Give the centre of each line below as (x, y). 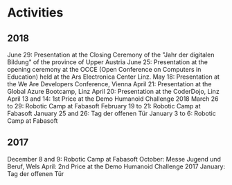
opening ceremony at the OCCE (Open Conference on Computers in (104, 69)
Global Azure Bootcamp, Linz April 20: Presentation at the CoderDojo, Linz (113, 91)
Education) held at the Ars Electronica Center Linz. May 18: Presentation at (114, 77)
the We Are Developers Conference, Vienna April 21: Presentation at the (109, 84)
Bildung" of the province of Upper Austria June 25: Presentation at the (107, 62)
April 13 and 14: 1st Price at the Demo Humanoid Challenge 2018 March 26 (113, 99)
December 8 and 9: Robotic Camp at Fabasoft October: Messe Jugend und (114, 159)
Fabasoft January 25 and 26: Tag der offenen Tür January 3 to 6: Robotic (111, 113)
